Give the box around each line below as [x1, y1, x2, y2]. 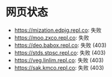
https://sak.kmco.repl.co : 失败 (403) [14, 64, 104, 71]
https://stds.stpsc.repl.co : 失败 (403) [14, 49, 106, 56]
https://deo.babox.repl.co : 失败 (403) [14, 42, 107, 49]
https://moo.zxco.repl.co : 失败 [14, 34, 90, 41]
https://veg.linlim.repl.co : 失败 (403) [14, 57, 104, 64]
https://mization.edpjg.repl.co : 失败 [14, 26, 102, 34]
